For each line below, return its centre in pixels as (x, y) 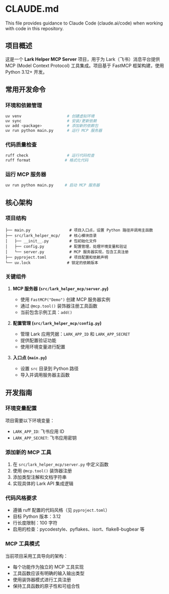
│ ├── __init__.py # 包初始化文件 (51, 241)
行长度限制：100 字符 (35, 523)
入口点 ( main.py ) (30, 358)
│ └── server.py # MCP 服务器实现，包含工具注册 (67, 252)
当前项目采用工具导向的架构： (37, 556)
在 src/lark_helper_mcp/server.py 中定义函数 (61, 464)
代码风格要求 (21, 498)
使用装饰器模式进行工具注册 (42, 579)
